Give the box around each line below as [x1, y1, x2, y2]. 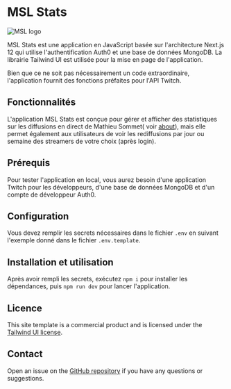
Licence [7, 302, 43, 314]
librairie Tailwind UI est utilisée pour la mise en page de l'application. [7, 55, 203, 63]
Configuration [7, 210, 69, 222]
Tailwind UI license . [7, 328, 63, 336]
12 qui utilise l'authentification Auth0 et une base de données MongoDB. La [7, 48, 223, 56]
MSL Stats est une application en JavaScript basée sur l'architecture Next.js [7, 40, 224, 49]
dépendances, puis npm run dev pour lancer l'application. [7, 282, 171, 290]
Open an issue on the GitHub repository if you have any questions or [7, 366, 203, 375]
